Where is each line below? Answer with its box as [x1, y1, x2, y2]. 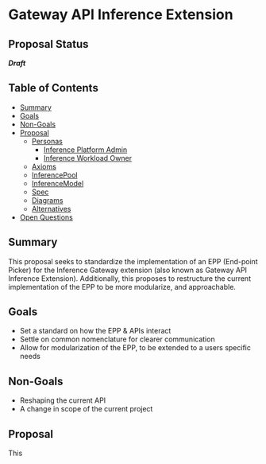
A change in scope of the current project [19, 404, 153, 414]
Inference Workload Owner [43, 153, 133, 162]
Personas [31, 136, 64, 146]
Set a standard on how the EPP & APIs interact [19, 326, 172, 336]
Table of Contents [8, 81, 99, 95]
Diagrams [31, 195, 64, 205]
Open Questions [19, 213, 74, 222]
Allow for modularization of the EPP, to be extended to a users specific [19, 343, 252, 353]
